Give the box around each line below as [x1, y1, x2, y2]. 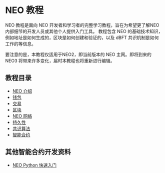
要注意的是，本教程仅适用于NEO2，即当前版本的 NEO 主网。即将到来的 [5, 51, 151, 57]
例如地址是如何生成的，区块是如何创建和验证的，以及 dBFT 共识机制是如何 [5, 34, 159, 40]
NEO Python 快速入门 [12, 162, 56, 168]
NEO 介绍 [12, 88, 32, 94]
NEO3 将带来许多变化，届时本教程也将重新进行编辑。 [5, 57, 115, 63]
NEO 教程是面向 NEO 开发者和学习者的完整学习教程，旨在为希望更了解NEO [5, 22, 159, 28]
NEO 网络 [12, 113, 32, 119]
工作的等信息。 [5, 40, 36, 46]
